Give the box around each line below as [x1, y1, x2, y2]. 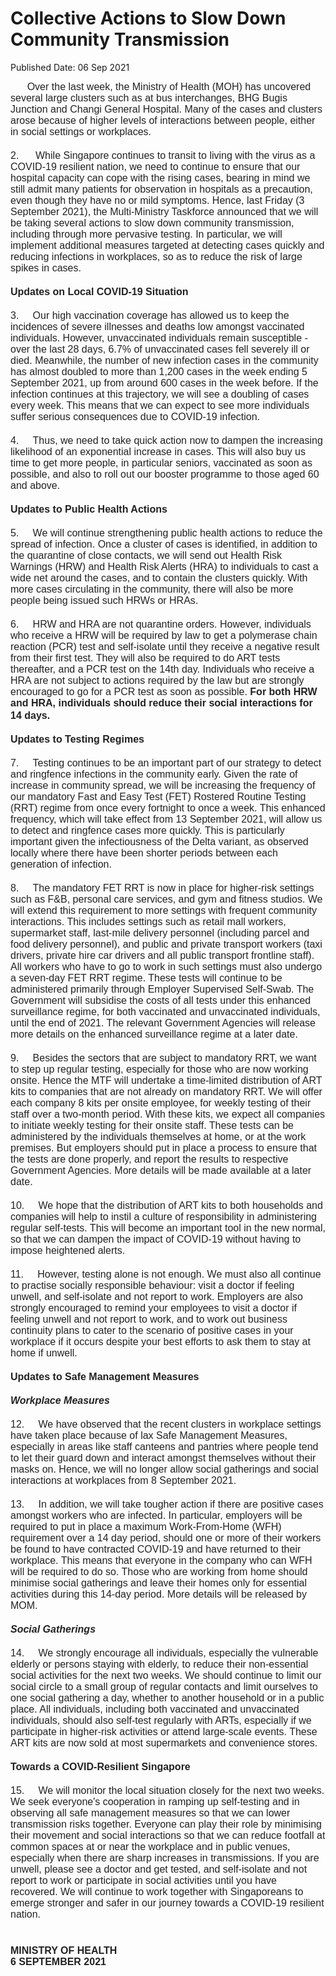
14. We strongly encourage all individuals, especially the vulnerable [10, 1647, 319, 1659]
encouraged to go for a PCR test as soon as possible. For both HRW [10, 685, 318, 697]
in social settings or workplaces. [10, 125, 152, 137]
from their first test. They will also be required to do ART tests [10, 652, 281, 664]
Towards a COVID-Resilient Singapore [10, 1760, 191, 1772]
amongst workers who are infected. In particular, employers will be [10, 1509, 303, 1521]
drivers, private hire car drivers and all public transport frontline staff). [10, 949, 315, 961]
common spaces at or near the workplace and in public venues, [10, 1840, 291, 1852]
